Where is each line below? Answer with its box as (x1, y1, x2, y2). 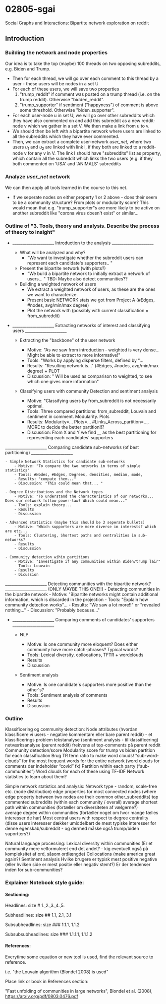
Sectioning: (5, 891, 30, 897)
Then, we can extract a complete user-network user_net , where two (12, 138, 152, 144)
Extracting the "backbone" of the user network (19, 337, 115, 343)
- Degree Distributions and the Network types (5, 490, 103, 495)
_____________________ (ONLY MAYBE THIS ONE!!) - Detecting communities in (5, 586, 160, 592)
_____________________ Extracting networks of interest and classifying (12, 323, 151, 329)
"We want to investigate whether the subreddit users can (27, 255, 144, 261)
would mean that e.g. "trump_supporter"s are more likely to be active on (12, 204, 160, 210)
